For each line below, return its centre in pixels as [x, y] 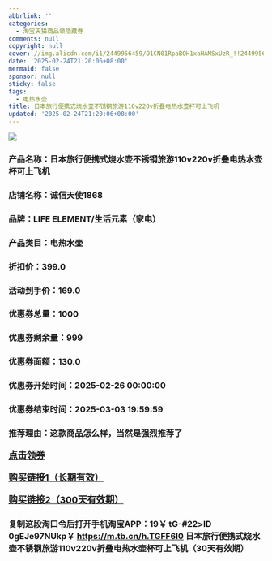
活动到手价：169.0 [45, 291]
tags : [17, 91]
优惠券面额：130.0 [45, 362]
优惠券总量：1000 [44, 314]
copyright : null [36, 46]
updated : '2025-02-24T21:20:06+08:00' [74, 114]
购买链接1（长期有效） [56, 478]
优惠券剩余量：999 [46, 338]
